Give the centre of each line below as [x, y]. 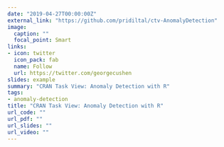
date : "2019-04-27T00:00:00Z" [52, 14]
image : [17, 27]
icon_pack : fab [36, 60]
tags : [15, 93]
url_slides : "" [30, 125]
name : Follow [33, 66]
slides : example [31, 80]
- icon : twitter [31, 54]
